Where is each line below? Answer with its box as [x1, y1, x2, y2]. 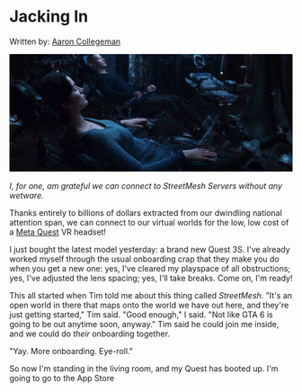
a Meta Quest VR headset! [9, 227, 106, 237]
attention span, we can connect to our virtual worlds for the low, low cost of [9, 218, 289, 228]
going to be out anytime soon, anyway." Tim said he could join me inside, [9, 319, 280, 330]
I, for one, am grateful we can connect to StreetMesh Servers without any [9, 181, 283, 192]
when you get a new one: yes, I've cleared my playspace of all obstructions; [9, 263, 291, 274]
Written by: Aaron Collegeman [9, 36, 121, 47]
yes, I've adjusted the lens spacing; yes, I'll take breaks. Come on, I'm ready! [9, 272, 293, 284]
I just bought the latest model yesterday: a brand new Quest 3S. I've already [9, 245, 290, 255]
